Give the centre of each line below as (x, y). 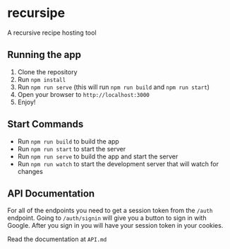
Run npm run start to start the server (72, 149)
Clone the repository (47, 71)
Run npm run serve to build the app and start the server (98, 156)
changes (30, 171)
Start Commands (46, 124)
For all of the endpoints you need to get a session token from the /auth (110, 211)
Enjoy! (26, 102)
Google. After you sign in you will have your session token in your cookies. (115, 226)
